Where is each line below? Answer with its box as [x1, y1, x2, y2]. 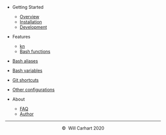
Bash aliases [12, 58, 38, 64]
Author [19, 111, 34, 117]
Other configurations [12, 87, 55, 93]
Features [12, 34, 31, 39]
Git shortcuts [12, 77, 39, 83]
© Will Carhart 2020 [61, 125, 105, 131]
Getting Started [12, 4, 43, 10]
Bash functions [19, 49, 50, 54]
